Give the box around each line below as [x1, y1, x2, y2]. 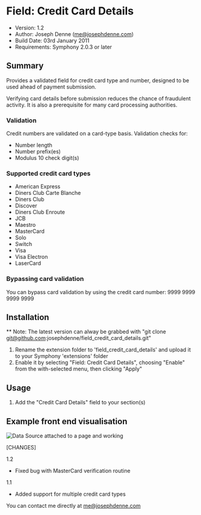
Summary [6, 61, 44, 71]
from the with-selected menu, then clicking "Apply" [14, 365, 143, 372]
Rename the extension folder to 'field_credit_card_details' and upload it [14, 346, 191, 353]
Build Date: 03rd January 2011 [14, 37, 90, 44]
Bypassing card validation [6, 275, 84, 283]
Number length [14, 141, 53, 149]
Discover [14, 202, 37, 209]
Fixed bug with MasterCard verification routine [14, 467, 131, 475]
